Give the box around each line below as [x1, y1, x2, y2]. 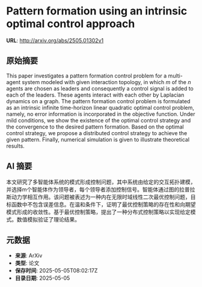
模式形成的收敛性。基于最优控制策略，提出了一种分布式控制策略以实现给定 [6, 208, 191, 216]
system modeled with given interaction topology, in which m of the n [22, 78, 191, 85]
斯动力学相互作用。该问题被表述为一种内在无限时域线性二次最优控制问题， [6, 193, 191, 201]
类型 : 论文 [14, 259, 40, 267]
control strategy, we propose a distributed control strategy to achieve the [6, 129, 188, 136]
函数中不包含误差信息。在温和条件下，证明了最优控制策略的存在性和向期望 [11, 201, 196, 208]
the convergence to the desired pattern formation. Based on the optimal [6, 123, 185, 130]
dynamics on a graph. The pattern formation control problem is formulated [6, 97, 191, 104]
